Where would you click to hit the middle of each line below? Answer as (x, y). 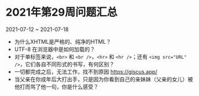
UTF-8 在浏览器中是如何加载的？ (55, 49)
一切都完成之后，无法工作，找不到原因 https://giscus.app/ (86, 71)
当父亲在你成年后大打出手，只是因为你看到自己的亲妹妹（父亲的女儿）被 (103, 79)
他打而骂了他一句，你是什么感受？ (56, 86)
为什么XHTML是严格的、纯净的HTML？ (63, 41)
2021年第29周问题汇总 (62, 12)
